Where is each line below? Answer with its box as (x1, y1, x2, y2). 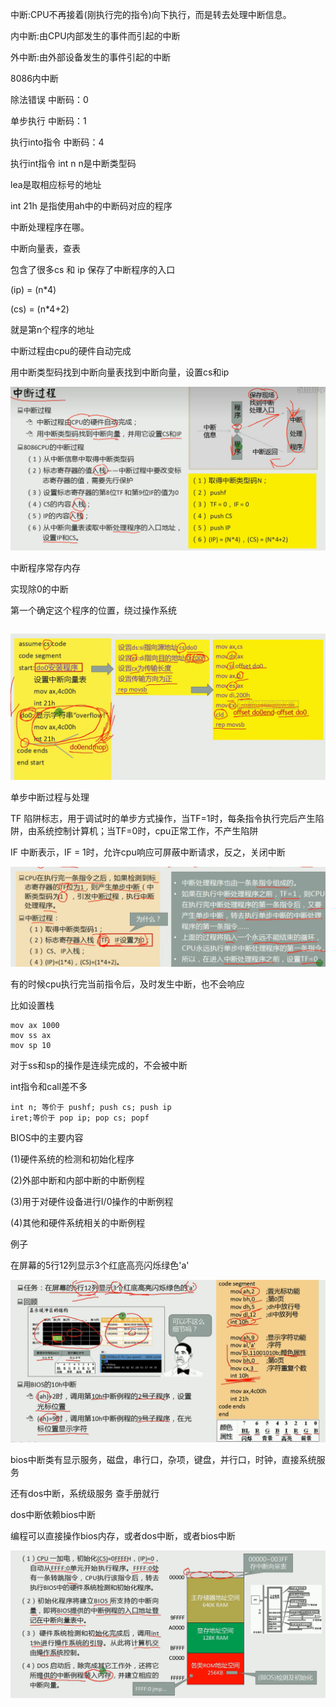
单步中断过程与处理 (10, 791, 90, 803)
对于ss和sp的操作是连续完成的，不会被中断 (10, 1059, 188, 1072)
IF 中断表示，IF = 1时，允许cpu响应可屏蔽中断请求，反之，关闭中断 (10, 846, 286, 858)
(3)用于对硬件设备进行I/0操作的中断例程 (10, 1196, 174, 1208)
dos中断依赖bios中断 (10, 1508, 97, 1520)
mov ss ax (10, 1031, 52, 1041)
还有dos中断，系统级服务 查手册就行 (10, 1487, 160, 1499)
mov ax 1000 (10, 1021, 60, 1031)
